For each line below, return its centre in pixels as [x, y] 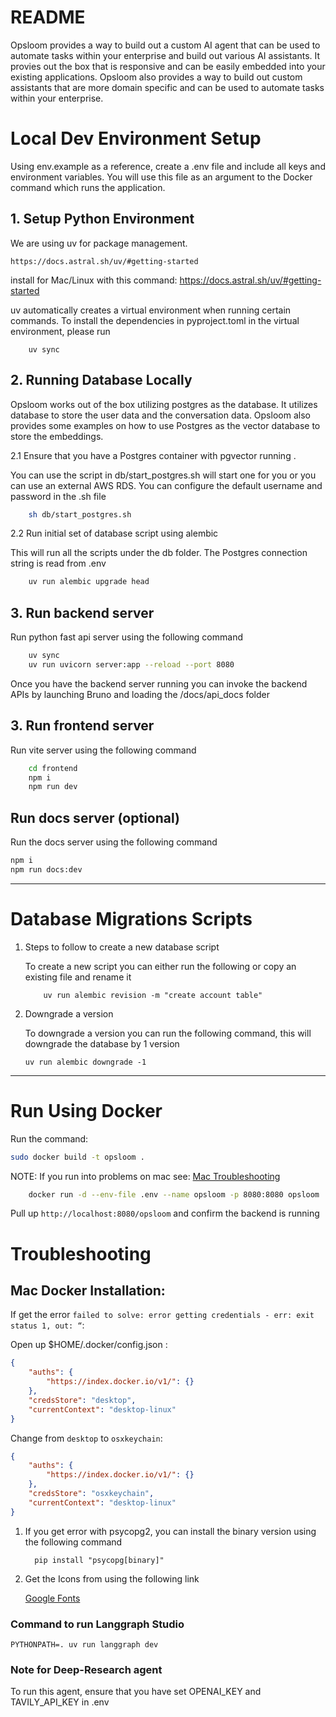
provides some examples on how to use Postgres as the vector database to [165, 425]
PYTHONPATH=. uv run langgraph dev [84, 1644]
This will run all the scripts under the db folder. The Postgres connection [159, 553]
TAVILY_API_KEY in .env [60, 1702]
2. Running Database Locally [101, 380]
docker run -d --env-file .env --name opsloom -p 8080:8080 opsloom [174, 1194]
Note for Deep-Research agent [86, 1669]
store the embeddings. [57, 436]
